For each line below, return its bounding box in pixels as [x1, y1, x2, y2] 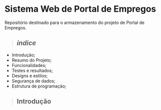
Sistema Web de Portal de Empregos [4, 3, 157, 15]
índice [16, 39, 36, 47]
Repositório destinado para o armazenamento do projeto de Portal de [4, 20, 145, 25]
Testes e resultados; [11, 67, 53, 73]
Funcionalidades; [11, 62, 47, 68]
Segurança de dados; [11, 78, 55, 84]
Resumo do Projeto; [11, 57, 52, 63]
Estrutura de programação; [11, 83, 67, 89]
